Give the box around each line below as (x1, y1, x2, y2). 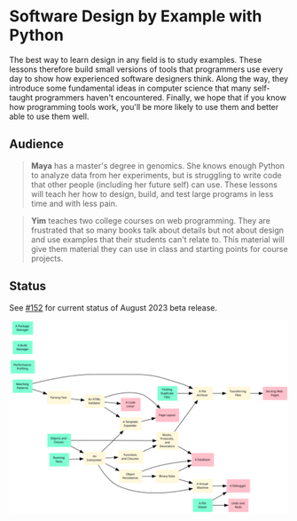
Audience (9, 137, 65, 152)
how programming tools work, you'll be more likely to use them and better (9, 101, 279, 112)
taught (9, 91, 34, 103)
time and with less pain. (30, 198, 118, 209)
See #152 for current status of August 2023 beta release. (9, 302, 218, 312)
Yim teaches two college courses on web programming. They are (30, 215, 270, 225)
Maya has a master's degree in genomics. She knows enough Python (30, 160, 285, 170)
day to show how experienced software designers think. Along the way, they (9, 73, 289, 83)
